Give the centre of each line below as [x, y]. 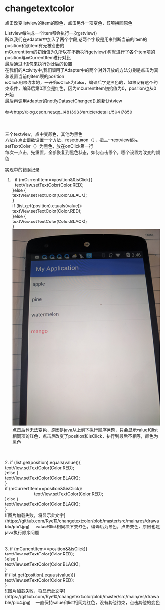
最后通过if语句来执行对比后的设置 [39, 64]
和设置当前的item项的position [35, 76]
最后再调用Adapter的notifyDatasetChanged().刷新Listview [64, 101]
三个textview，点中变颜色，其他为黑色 [44, 134]
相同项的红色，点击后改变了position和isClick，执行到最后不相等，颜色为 [85, 436]
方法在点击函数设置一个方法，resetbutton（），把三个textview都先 [72, 140]
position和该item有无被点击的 [35, 45]
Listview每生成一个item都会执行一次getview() [51, 33]
